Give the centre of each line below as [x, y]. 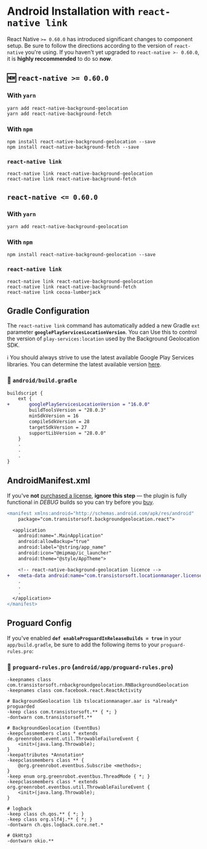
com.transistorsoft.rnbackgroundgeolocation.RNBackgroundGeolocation [98, 685]
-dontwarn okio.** [30, 841]
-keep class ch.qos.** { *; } [46, 814]
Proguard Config [40, 623]
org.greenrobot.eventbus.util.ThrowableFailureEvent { [79, 788]
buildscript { [25, 393]
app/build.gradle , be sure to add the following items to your [83, 644]
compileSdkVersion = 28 [59, 421]
